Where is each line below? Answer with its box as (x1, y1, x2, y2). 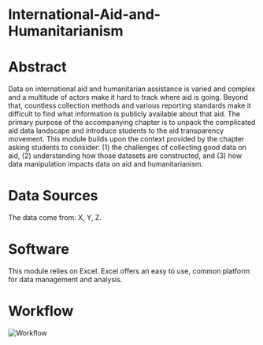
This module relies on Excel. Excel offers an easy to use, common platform (8, 266, 250, 276)
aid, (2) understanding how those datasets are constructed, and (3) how (8, 151, 243, 160)
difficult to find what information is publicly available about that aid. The (8, 109, 241, 119)
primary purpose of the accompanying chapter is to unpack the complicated (8, 118, 256, 127)
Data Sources (8, 187, 98, 205)
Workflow (8, 303, 74, 320)
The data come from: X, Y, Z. (8, 213, 102, 222)
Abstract (8, 58, 67, 76)
